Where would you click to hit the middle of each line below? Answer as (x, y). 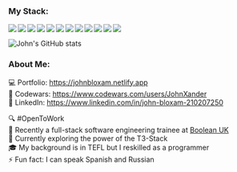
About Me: (29, 64)
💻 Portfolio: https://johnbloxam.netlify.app (78, 82)
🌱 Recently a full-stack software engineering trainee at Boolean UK (119, 130)
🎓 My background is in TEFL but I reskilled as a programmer (109, 147)
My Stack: (28, 11)
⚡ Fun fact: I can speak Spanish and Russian (81, 159)
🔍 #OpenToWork (36, 118)
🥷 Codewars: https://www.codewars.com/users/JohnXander (108, 94)
